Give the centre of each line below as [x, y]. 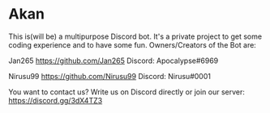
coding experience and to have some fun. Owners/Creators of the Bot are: [133, 44]
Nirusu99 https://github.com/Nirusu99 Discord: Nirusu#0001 [109, 76]
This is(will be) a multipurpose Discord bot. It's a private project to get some [135, 36]
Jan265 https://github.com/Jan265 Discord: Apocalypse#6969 [114, 61]
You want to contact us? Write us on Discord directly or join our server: [127, 92]
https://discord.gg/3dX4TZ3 [56, 100]
